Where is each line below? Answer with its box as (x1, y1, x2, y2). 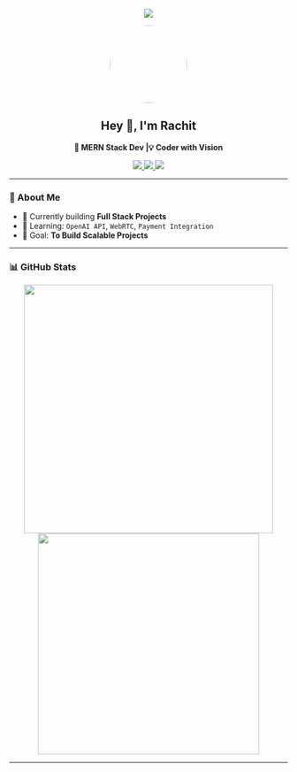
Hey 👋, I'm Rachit (100, 118, 197, 134)
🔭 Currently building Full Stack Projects (21, 211, 167, 222)
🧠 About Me (9, 191, 61, 203)
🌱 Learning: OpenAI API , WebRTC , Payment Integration (21, 221, 214, 232)
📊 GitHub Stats (9, 261, 77, 273)
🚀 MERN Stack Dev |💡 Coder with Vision (73, 141, 224, 152)
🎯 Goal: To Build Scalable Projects (21, 230, 148, 241)
